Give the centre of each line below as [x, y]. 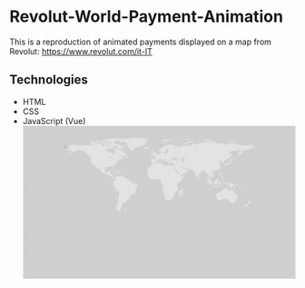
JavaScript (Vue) [54, 120]
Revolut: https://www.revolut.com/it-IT [81, 51]
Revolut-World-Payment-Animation [147, 17]
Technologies [49, 80]
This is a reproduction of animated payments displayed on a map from [141, 42]
